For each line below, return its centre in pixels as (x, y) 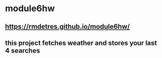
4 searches (23, 50)
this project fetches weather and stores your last (81, 43)
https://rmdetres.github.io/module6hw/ (67, 27)
